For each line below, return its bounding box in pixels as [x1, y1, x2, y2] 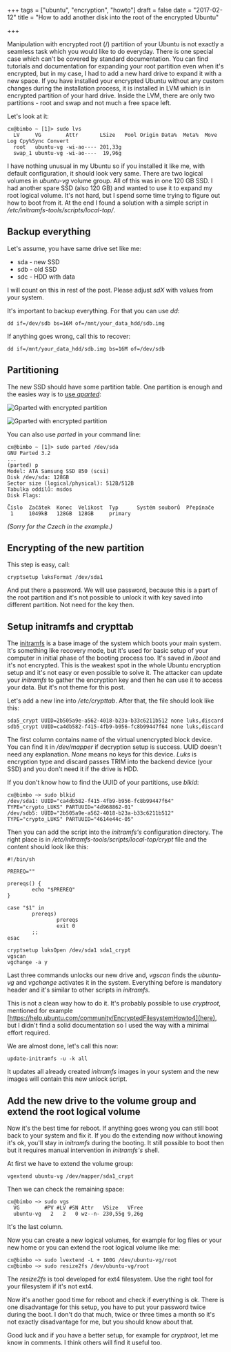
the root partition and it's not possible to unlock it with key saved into [7, 593, 203, 602]
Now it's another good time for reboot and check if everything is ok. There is [7, 1296, 225, 1304]
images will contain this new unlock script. [7, 1075, 128, 1083]
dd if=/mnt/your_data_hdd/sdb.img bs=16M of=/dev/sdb [7, 345, 165, 352]
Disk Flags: [7, 492, 41, 499]
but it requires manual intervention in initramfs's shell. [7, 1146, 160, 1154]
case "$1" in [7, 905, 45, 911]
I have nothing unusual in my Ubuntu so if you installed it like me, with [7, 162, 205, 170]
